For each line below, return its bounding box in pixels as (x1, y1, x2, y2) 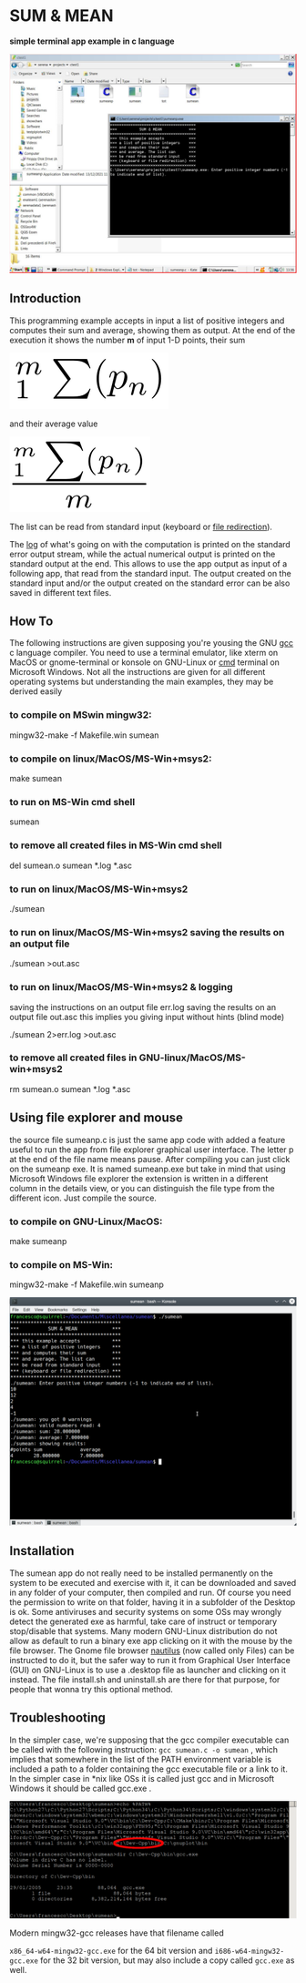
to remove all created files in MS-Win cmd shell (9, 839, 223, 852)
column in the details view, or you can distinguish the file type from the (9, 1182, 275, 1193)
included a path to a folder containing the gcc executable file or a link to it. (9, 1763, 289, 1774)
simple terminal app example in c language (9, 36, 175, 46)
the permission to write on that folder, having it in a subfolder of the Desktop (9, 1596, 296, 1608)
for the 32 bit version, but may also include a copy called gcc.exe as (40, 1955, 295, 1966)
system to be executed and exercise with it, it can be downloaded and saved (9, 1577, 297, 1588)
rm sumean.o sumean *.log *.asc (9, 1083, 131, 1094)
